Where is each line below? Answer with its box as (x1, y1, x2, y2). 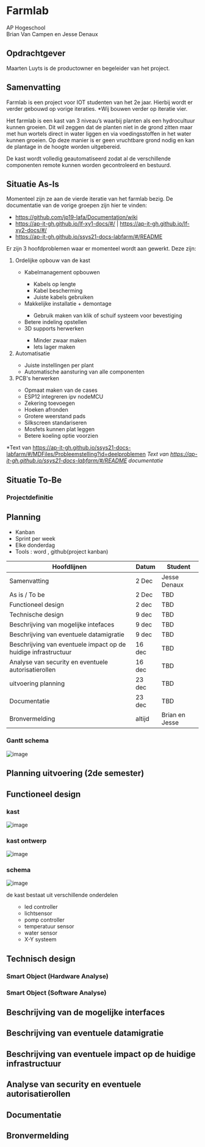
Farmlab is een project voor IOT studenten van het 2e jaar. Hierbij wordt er (6, 99, 193, 106)
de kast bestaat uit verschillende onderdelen (6, 892, 118, 899)
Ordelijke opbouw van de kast (15, 257, 90, 264)
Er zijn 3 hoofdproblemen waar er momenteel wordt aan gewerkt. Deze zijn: (6, 245, 196, 252)
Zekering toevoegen (24, 399, 75, 407)
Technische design (9, 610, 64, 619)
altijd (135, 714, 149, 723)
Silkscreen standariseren (24, 419, 87, 426)
